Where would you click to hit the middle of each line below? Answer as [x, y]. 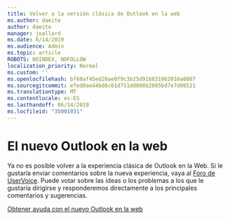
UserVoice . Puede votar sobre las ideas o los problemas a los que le [106, 180]
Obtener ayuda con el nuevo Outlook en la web [75, 209]
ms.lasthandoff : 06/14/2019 [48, 105]
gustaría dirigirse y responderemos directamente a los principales [102, 188]
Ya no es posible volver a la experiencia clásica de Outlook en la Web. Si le [115, 165]
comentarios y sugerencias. [47, 195]
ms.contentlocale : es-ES [43, 99]
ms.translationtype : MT [42, 92]
